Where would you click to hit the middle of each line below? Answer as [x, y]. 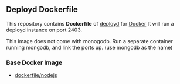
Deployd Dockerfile [42, 10]
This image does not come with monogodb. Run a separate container [90, 41]
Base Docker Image [34, 62]
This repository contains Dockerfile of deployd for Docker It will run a [90, 23]
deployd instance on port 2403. [44, 30]
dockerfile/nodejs [36, 75]
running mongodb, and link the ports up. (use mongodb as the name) [89, 47]
